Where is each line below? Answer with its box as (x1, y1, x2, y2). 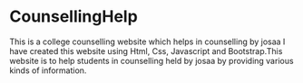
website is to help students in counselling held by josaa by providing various (9, 55, 294, 66)
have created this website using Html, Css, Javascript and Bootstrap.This (9, 45, 283, 56)
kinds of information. (9, 65, 87, 76)
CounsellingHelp (9, 6, 138, 27)
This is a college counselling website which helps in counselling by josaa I (9, 36, 286, 47)
